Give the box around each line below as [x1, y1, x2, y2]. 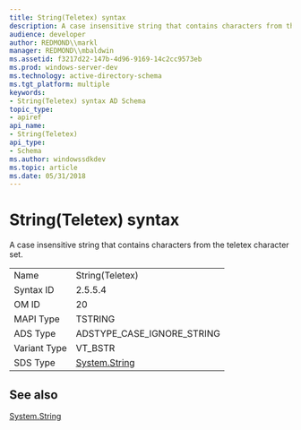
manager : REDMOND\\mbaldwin [9, 47, 115, 56]
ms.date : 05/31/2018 [9, 171, 87, 180]
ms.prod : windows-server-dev [9, 64, 118, 73]
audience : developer [9, 30, 87, 39]
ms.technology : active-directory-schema [9, 72, 163, 81]
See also [9, 387, 58, 402]
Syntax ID [13, 284, 55, 297]
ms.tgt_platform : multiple [9, 80, 110, 89]
